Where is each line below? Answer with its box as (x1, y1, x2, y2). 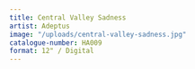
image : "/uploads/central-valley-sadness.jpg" (9, 30, 187, 39)
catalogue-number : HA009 (9, 38, 102, 47)
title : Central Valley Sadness (9, 13, 127, 22)
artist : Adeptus (9, 22, 70, 30)
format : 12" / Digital (9, 47, 94, 56)
